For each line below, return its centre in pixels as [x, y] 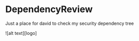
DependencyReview [49, 9]
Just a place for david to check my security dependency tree [70, 23]
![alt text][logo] [21, 33]
